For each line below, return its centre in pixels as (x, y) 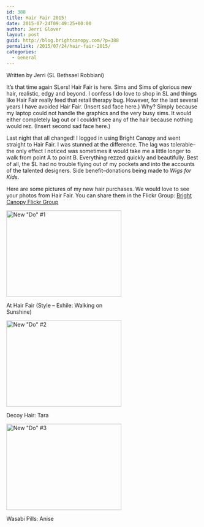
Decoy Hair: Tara (28, 415)
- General (24, 58)
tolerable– (183, 144)
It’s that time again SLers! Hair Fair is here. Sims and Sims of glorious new (99, 87)
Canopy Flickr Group (32, 202)
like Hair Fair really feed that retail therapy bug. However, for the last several (102, 100)
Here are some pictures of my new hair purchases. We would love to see (98, 189)
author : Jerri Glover (34, 29)
